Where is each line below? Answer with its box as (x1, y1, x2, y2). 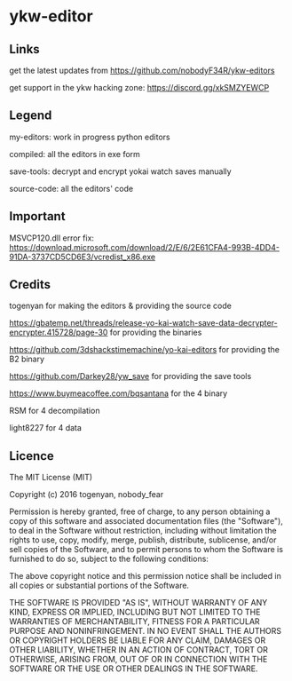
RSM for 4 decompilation (9, 406, 100, 416)
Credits (9, 277, 51, 292)
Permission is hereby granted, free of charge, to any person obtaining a (9, 506, 271, 517)
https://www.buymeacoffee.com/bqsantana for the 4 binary (9, 388, 228, 399)
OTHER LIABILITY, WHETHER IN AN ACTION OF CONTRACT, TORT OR (9, 645, 268, 655)
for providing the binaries (109, 327, 202, 338)
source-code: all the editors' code (9, 183, 134, 194)
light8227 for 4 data (9, 423, 83, 433)
